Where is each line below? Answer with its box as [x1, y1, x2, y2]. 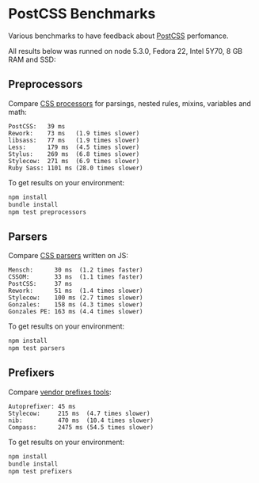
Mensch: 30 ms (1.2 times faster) [8, 266, 144, 274]
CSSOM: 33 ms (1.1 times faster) [8, 273, 144, 281]
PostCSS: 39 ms [8, 122, 66, 131]
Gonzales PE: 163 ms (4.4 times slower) [8, 308, 144, 316]
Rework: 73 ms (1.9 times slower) [8, 129, 140, 137]
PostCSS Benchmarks [8, 5, 156, 23]
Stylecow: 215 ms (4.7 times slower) [8, 409, 150, 417]
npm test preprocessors [8, 207, 87, 216]
